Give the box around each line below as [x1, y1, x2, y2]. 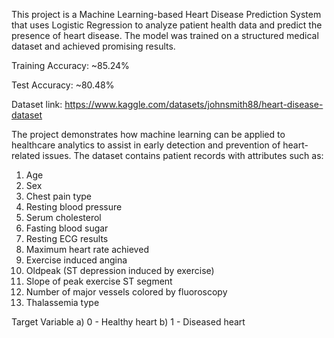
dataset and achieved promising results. [11, 40, 176, 52]
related [11, 150, 41, 161]
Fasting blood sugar [25, 222, 109, 234]
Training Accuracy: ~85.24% [11, 60, 130, 71]
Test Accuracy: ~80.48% [11, 79, 115, 91]
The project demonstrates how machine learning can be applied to [11, 129, 286, 140]
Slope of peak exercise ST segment [25, 275, 173, 287]
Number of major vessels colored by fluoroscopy [25, 286, 228, 298]
